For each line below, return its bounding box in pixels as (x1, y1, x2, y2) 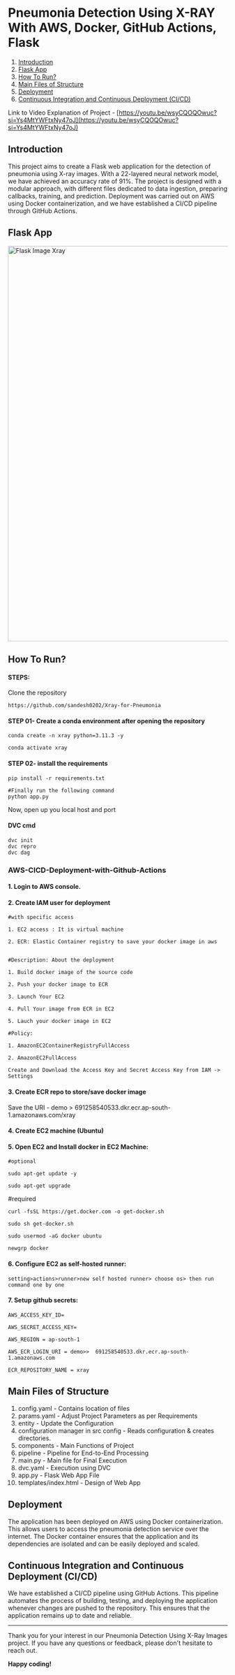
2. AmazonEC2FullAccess (8, 1054, 77, 1061)
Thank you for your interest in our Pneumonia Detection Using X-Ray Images (8, 1632, 228, 1640)
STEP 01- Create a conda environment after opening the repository (8, 716, 205, 725)
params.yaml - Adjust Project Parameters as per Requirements (17, 1412, 198, 1420)
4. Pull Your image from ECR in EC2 (8, 1006, 114, 1013)
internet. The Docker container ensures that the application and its (8, 1532, 199, 1540)
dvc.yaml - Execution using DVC (17, 1463, 111, 1472)
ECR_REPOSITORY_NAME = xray (8, 1366, 90, 1374)
